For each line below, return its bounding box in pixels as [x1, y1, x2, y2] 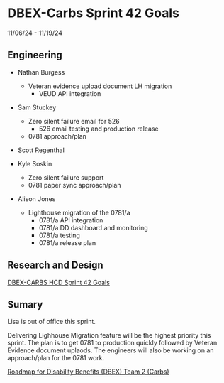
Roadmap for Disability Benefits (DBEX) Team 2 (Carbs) [7, 367, 169, 376]
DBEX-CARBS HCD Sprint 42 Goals [7, 278, 110, 286]
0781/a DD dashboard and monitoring [38, 223, 149, 232]
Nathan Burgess [17, 68, 65, 76]
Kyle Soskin [17, 159, 52, 168]
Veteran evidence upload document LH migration [28, 82, 172, 90]
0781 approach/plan [28, 131, 87, 140]
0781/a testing [38, 231, 80, 239]
